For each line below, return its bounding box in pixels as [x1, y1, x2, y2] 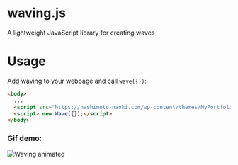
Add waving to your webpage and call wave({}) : [7, 76, 147, 85]
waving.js [7, 5, 66, 21]
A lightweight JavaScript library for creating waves [7, 28, 155, 37]
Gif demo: [7, 133, 42, 143]
